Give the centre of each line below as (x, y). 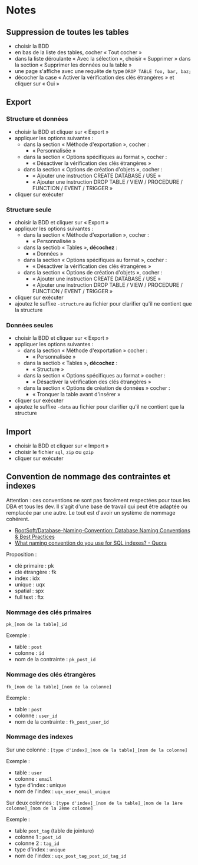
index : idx (27, 578)
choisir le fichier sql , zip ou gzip (54, 452)
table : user (28, 773)
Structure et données (37, 119)
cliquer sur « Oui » (37, 84)
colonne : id (29, 653)
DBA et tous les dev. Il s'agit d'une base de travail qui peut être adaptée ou (97, 506)
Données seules (30, 325)
